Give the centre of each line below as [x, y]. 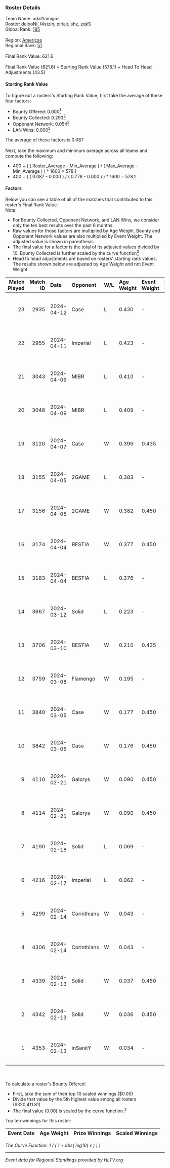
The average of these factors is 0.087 [45, 140]
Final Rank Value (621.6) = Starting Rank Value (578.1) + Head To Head [78, 67]
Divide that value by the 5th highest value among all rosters [74, 1099]
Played [16, 288]
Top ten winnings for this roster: [38, 1120]
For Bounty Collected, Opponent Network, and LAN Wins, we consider [86, 220]
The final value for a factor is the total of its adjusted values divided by [86, 247]
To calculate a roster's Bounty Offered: [46, 1084]
